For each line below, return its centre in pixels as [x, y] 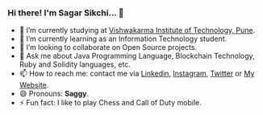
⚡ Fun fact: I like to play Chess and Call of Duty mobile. [111, 103]
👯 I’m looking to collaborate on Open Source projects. [108, 47]
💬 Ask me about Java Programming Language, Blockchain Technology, [137, 56]
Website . [34, 85]
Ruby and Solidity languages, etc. [75, 64]
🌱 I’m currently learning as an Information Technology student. [123, 39]
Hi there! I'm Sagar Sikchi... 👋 [66, 13]
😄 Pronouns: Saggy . [54, 94]
